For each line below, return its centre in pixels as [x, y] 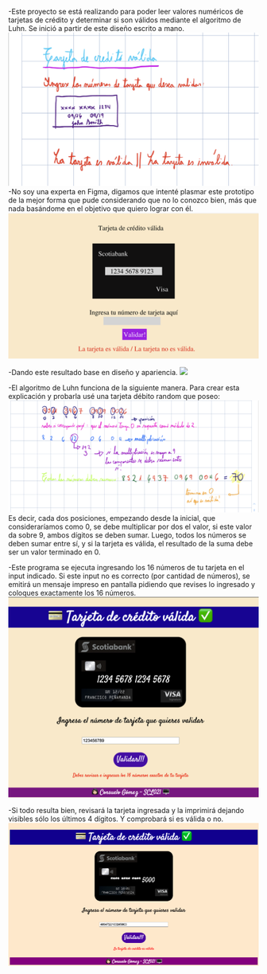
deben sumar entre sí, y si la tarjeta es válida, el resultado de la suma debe [131, 543]
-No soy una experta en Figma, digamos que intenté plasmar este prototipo [131, 191]
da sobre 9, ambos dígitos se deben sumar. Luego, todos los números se [127, 535]
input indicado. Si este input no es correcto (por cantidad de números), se [129, 576]
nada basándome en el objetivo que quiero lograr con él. [101, 208]
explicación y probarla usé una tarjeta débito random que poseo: [114, 396]
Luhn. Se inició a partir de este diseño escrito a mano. [97, 28]
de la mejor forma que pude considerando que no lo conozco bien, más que [132, 200]
